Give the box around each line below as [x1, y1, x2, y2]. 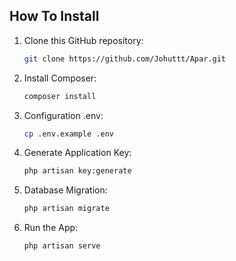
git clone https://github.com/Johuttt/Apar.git [23, 54, 226, 64]
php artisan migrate [23, 204, 110, 214]
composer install [23, 91, 97, 101]
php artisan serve [23, 241, 101, 251]
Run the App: [23, 222, 79, 234]
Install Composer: [23, 72, 97, 84]
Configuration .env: [23, 109, 104, 121]
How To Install [9, 8, 100, 25]
